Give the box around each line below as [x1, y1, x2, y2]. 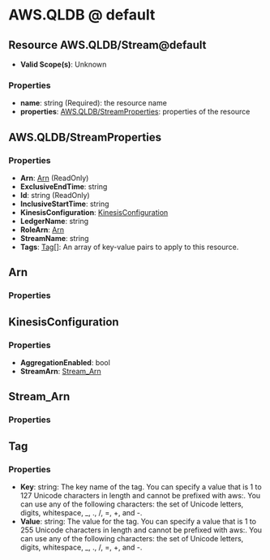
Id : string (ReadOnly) [19, 190, 91, 200]
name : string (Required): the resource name [19, 98, 168, 108]
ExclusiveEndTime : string [19, 181, 108, 192]
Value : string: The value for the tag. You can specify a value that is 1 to [19, 516, 257, 526]
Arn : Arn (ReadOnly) [19, 173, 89, 183]
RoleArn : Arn [19, 225, 65, 235]
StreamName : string [19, 233, 89, 243]
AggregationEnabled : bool [19, 357, 111, 367]
